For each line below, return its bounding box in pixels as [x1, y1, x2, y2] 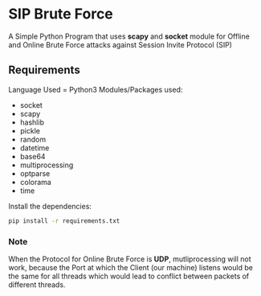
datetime [19, 142, 50, 153]
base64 [19, 151, 46, 161]
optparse [19, 168, 51, 178]
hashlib [19, 117, 44, 127]
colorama [19, 177, 52, 187]
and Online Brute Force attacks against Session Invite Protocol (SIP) [8, 39, 233, 49]
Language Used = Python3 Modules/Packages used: [8, 84, 183, 94]
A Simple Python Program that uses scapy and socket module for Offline [8, 31, 251, 41]
